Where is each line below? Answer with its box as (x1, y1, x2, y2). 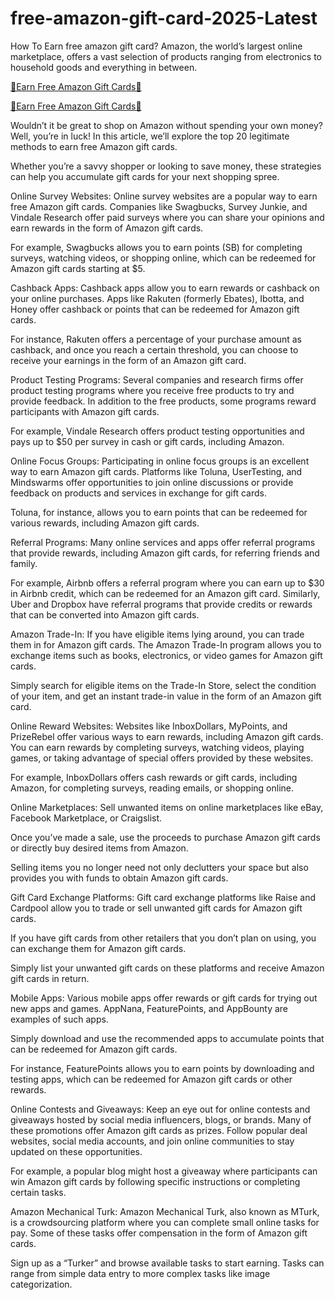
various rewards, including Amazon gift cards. (10, 517, 200, 529)
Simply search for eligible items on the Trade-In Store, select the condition (10, 679, 317, 691)
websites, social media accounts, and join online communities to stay (10, 1135, 295, 1147)
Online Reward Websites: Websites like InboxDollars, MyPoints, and (10, 720, 288, 732)
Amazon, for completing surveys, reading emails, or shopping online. (10, 782, 295, 794)
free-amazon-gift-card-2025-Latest (10, 7, 318, 30)
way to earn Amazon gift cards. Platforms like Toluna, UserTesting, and (10, 465, 303, 477)
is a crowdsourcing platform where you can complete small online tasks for (10, 1216, 320, 1228)
